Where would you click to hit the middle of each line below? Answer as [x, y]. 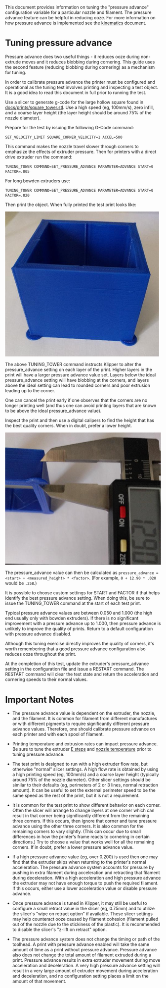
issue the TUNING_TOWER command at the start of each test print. [73, 603]
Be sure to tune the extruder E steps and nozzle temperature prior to [82, 749]
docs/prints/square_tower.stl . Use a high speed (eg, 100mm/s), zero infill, [80, 107]
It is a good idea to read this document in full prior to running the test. [76, 92]
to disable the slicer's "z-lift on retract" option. [60, 930]
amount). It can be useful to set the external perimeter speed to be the [84, 790]
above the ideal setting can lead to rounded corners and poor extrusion [78, 385]
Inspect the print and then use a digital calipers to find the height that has [80, 420]
